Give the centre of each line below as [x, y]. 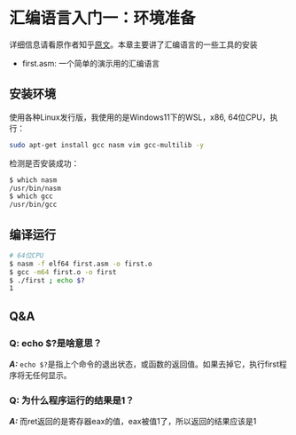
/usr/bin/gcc [33, 205]
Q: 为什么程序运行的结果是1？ [72, 400]
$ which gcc [31, 196]
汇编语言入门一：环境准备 [103, 18]
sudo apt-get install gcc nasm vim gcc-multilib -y [106, 145]
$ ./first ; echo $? [47, 281]
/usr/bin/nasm [35, 188]
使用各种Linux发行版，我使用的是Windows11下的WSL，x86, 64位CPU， [140, 117]
